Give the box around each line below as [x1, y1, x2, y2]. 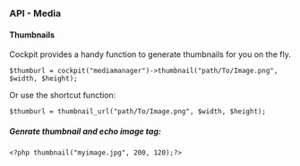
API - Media [9, 7, 62, 20]
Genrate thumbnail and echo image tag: [9, 126, 161, 137]
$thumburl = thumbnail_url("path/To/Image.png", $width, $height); [9, 107, 267, 116]
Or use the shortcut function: [9, 90, 116, 101]
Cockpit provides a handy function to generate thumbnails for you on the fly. [9, 49, 291, 60]
